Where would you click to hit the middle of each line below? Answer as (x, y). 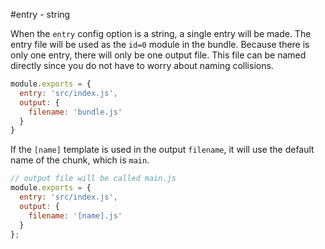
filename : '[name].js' (75, 215)
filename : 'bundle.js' (75, 112)
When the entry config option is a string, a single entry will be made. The (161, 33)
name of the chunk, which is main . (80, 160)
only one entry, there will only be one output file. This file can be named (158, 55)
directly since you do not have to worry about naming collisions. (142, 65)
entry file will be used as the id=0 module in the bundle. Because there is (160, 44)
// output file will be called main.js (93, 179)
